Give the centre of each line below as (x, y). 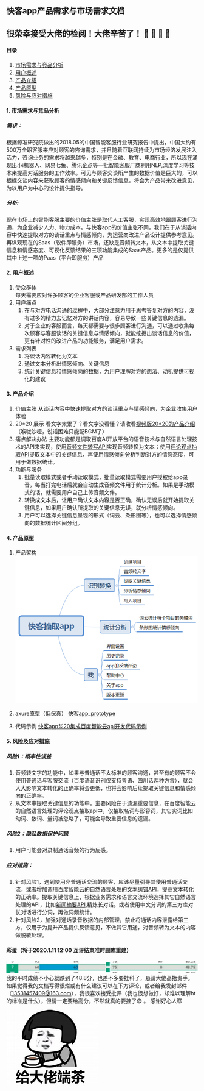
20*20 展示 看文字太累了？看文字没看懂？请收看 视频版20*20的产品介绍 (105, 424)
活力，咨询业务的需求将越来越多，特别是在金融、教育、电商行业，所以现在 (99, 157)
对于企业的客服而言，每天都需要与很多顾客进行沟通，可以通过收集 (107, 325)
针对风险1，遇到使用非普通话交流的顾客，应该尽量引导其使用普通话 (99, 882)
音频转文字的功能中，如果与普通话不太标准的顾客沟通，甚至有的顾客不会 (105, 773)
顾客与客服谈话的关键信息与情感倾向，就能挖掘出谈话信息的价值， (112, 333)
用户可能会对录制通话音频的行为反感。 (63, 850)
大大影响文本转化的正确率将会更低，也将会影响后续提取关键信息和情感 (103, 788)
